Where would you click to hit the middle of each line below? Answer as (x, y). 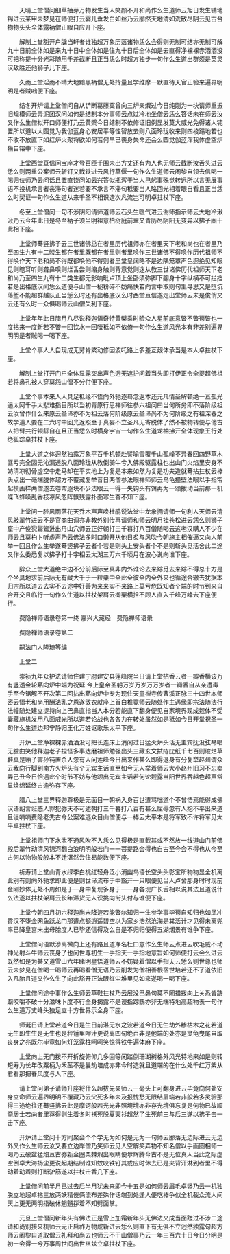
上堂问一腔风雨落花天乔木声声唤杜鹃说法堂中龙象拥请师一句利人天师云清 (121, 511)
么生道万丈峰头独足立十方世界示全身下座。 (67, 1010)
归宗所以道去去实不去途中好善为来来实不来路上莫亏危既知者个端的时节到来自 (115, 586)
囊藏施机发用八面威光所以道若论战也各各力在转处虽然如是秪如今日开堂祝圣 (112, 719)
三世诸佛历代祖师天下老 (190, 269)
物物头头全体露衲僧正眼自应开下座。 (58, 27)
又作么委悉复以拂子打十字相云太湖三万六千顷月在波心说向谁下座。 (100, 554)
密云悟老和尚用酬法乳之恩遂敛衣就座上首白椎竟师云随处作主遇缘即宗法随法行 (115, 702)
